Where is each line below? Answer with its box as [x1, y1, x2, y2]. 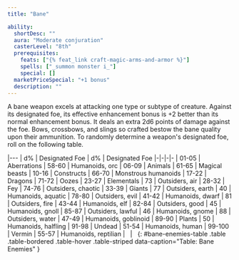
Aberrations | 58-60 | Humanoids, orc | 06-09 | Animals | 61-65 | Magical [7, 162, 223, 170]
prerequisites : [14, 50, 59, 57]
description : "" [14, 83, 62, 90]
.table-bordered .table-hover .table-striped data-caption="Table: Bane [7, 237, 214, 246]
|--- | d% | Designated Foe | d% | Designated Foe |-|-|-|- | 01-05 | [7, 154, 201, 162]
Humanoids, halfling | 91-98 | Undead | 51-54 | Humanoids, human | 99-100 [7, 222, 230, 231]
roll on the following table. [7, 140, 84, 149]
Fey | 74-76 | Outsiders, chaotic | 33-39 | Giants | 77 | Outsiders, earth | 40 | [7, 184, 232, 193]
